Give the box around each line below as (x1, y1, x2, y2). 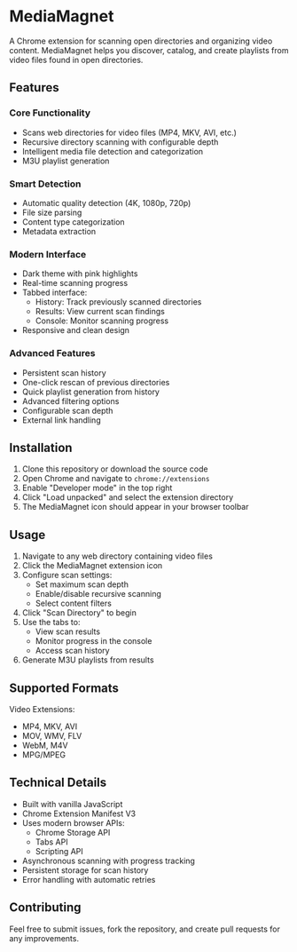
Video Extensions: (9, 703, 75, 714)
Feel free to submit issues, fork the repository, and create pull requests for (9, 924, 281, 934)
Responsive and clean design (21, 325, 130, 336)
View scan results (35, 626, 100, 637)
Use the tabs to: (21, 617, 81, 628)
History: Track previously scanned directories (35, 297, 202, 307)
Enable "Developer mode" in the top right (21, 482, 173, 494)
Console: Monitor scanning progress (35, 315, 169, 326)
